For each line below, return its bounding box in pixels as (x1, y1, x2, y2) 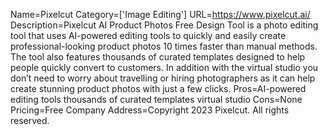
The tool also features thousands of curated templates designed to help (10, 51, 306, 63)
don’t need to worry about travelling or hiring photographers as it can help (10, 72, 316, 84)
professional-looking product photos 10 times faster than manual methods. (10, 40, 318, 52)
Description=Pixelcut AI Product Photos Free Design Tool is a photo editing (10, 19, 319, 31)
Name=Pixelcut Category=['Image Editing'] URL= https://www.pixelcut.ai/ (10, 9, 311, 20)
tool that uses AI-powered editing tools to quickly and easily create (10, 30, 287, 41)
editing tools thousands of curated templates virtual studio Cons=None (10, 94, 303, 105)
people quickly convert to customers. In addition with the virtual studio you (10, 62, 319, 73)
